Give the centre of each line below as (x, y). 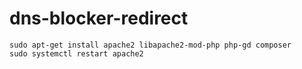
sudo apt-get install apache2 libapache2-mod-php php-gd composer (150, 45)
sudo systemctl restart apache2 (76, 53)
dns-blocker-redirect (99, 18)
